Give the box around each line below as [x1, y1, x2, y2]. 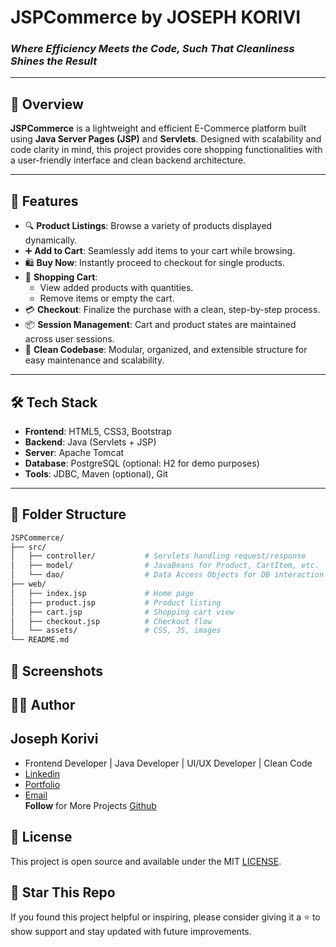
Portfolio [24, 778, 61, 790]
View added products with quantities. [39, 282, 194, 294]
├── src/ [10, 542, 47, 552]
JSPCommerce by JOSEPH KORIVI [10, 6, 302, 29]
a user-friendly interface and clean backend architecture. [10, 154, 247, 166]
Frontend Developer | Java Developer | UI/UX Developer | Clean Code [24, 757, 313, 769]
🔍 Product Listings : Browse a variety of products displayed [24, 220, 273, 232]
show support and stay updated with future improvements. [10, 926, 252, 938]
